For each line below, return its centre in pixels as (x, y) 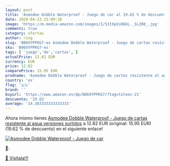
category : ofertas (25, 33)
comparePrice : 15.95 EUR (31, 71)
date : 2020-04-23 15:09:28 (34, 19)
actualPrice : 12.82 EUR (30, 57)
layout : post (19, 10)
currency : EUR (20, 62)
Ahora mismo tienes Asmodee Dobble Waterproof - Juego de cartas (76, 118)
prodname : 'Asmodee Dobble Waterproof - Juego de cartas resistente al (82, 76)
